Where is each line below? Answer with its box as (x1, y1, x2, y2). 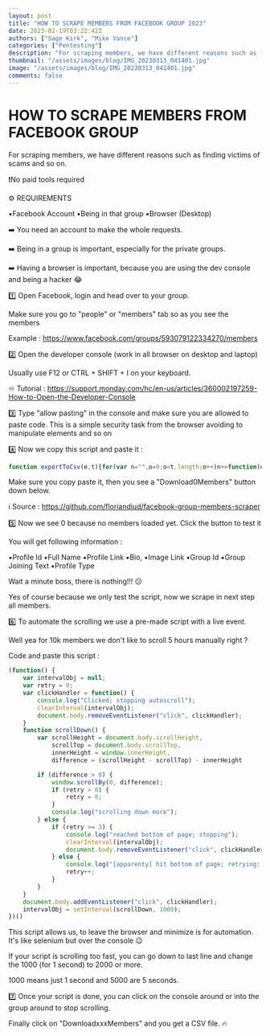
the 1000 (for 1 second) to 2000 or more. (8, 960, 143, 969)
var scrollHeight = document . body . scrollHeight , (37, 734, 203, 742)
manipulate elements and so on (8, 428, 112, 438)
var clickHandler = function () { (22, 689, 135, 698)
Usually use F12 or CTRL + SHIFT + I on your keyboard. (8, 367, 191, 378)
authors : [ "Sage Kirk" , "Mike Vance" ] (8, 34, 138, 43)
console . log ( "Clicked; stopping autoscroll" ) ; (37, 696, 196, 704)
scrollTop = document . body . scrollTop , (51, 741, 182, 750)
